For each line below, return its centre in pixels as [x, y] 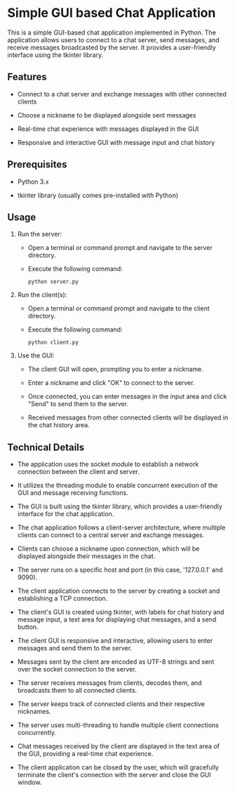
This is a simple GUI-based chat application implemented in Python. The [112, 32]
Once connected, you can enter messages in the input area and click [127, 396]
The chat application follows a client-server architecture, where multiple [121, 528]
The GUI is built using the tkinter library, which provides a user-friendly [120, 507]
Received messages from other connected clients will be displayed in [128, 417]
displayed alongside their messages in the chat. [86, 556]
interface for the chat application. [66, 514]
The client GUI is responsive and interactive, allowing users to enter [115, 641]
